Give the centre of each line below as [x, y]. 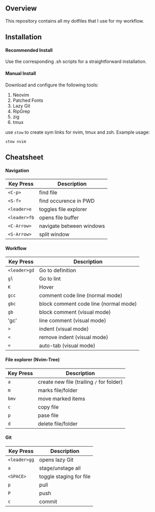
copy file [48, 407]
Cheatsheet [24, 157]
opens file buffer [59, 218]
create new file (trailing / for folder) [81, 382]
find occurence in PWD [67, 201]
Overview [21, 8]
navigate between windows [72, 226]
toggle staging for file [65, 476]
